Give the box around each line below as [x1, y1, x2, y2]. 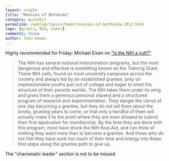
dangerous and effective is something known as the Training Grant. [17, 65, 159, 71]
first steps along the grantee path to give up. [17, 141, 111, 147]
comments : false [5, 31, 40, 36]
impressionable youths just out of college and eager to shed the [17, 81, 152, 87]
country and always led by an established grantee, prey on [17, 76, 141, 82]
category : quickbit [5, 17, 47, 22]
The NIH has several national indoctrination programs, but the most [17, 60, 159, 66]
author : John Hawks [5, 36, 47, 41]
